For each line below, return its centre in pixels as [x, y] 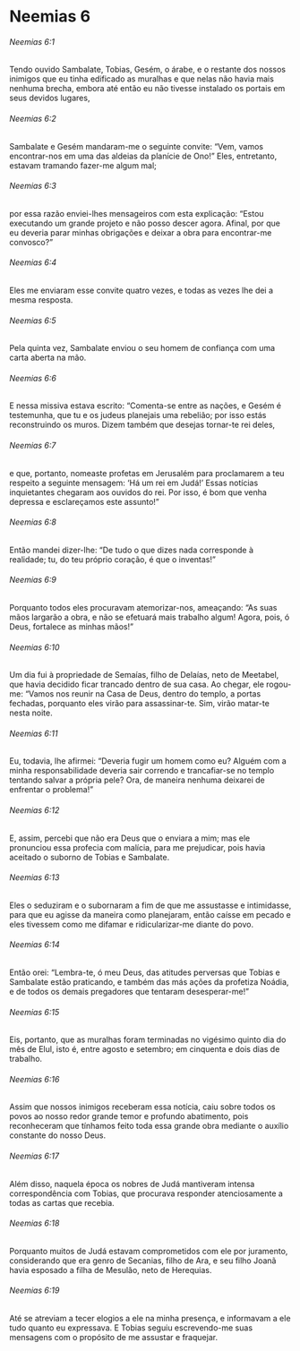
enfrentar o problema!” [51, 790]
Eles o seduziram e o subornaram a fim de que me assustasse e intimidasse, [150, 905]
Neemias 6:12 [34, 810]
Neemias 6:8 [33, 522]
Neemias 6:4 [33, 262]
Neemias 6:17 [34, 1156]
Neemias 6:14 [34, 945]
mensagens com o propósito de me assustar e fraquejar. [113, 1338]
